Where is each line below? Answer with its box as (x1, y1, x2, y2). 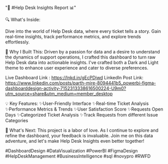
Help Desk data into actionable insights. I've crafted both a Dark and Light (5, 60, 159, 65)
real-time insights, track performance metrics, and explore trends (5, 34, 141, 39)
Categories (5, 118, 29, 123)
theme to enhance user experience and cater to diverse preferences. (5, 65, 149, 71)
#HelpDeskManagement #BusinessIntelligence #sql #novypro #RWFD (5, 153, 151, 159)
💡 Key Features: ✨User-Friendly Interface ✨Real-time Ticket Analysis (5, 100, 149, 106)
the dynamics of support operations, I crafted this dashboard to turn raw (5, 54, 156, 60)
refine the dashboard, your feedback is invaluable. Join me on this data (5, 133, 153, 138)
